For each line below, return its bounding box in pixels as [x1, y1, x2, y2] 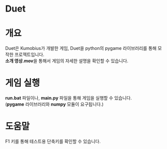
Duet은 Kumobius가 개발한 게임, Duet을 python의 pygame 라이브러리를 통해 [5, 45, 157, 51]
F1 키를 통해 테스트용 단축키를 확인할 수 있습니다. [5, 138, 101, 144]
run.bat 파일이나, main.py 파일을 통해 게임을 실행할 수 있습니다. [5, 95, 132, 101]
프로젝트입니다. [14, 51, 44, 58]
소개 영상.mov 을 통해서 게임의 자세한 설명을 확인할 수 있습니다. [5, 58, 129, 64]
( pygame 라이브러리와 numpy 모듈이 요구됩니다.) [5, 101, 104, 107]
